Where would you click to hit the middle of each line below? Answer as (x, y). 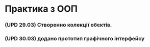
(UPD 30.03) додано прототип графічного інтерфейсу (75, 39)
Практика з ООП (41, 9)
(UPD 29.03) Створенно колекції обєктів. (58, 25)
